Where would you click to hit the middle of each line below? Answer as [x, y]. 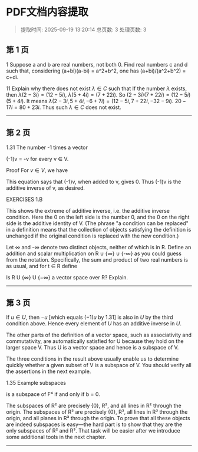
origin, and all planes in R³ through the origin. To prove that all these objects [98, 418]
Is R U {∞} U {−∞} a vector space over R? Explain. [67, 277]
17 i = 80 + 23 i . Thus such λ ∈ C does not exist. [64, 107]
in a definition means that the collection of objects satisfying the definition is [99, 229]
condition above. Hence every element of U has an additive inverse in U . [94, 324]
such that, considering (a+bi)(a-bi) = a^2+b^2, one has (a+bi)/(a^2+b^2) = [96, 71]
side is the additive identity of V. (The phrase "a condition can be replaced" [97, 223]
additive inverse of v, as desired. [46, 188]
